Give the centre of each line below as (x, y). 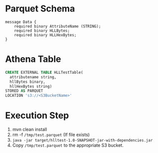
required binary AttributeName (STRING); (57, 26)
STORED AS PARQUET (24, 91)
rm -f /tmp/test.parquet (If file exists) (51, 135)
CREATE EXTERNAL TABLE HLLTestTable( (44, 72)
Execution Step (37, 116)
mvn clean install (30, 130)
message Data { (21, 22)
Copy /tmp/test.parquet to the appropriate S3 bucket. (68, 146)
